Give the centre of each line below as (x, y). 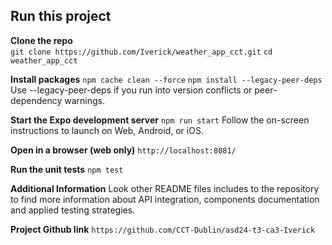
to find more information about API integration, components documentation (165, 199)
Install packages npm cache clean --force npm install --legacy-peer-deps (166, 79)
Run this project (61, 16)
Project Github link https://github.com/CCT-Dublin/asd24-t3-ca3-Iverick (163, 229)
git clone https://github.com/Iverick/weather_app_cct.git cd (141, 52)
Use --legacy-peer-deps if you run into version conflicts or (131, 90)
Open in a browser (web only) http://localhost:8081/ (123, 150)
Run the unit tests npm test (67, 169)
